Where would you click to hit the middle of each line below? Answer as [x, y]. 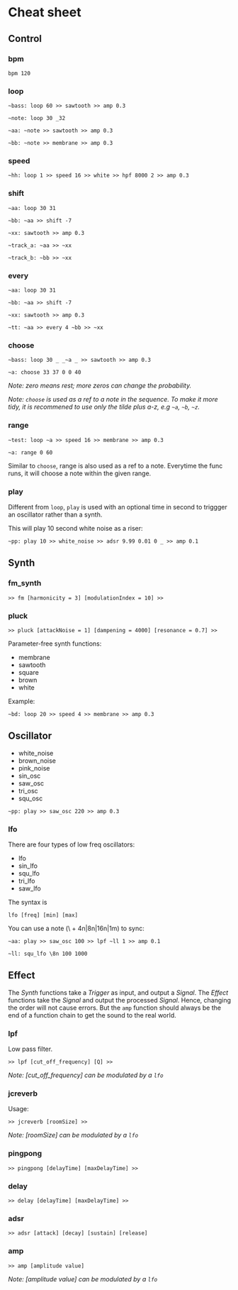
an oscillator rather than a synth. [55, 514]
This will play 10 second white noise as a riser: [76, 528]
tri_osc [28, 790]
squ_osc [30, 798]
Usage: [18, 1109]
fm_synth [25, 583]
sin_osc [29, 776]
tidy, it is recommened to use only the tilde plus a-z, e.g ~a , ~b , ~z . [104, 407]
